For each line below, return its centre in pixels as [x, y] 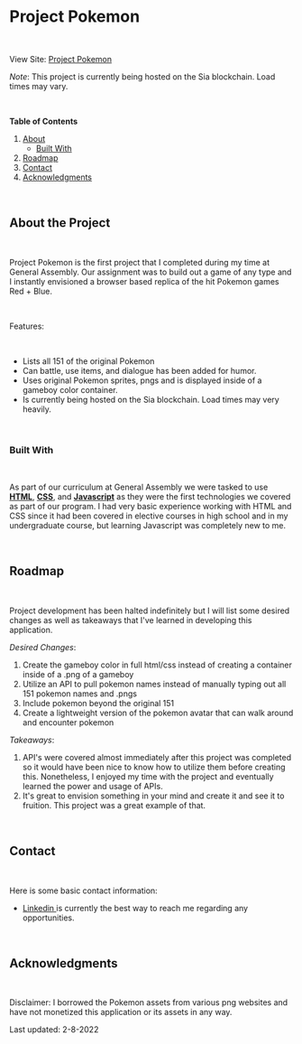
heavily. [37, 409]
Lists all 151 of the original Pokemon [88, 361]
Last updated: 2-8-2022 [54, 1030]
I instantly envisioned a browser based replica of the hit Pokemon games [144, 281]
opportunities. [48, 918]
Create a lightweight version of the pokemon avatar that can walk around [158, 713]
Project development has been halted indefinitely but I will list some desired [150, 611]
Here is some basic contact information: [83, 890]
